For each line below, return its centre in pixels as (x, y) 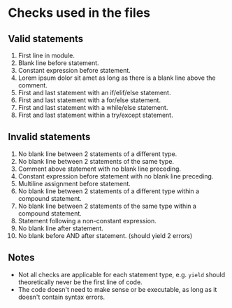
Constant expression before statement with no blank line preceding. (116, 176)
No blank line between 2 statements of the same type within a (107, 206)
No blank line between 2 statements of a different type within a (109, 191)
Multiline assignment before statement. (74, 183)
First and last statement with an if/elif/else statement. (94, 93)
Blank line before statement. (59, 63)
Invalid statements (49, 137)
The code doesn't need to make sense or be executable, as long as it (117, 289)
